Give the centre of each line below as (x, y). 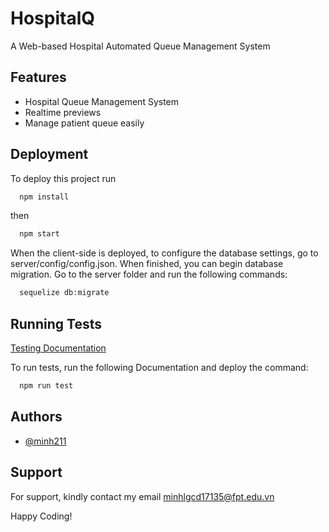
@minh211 (45, 441)
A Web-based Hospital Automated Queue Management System (140, 46)
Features (38, 77)
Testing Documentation (58, 348)
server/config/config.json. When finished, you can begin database (147, 264)
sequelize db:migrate (64, 293)
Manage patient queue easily (84, 123)
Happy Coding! (41, 516)
